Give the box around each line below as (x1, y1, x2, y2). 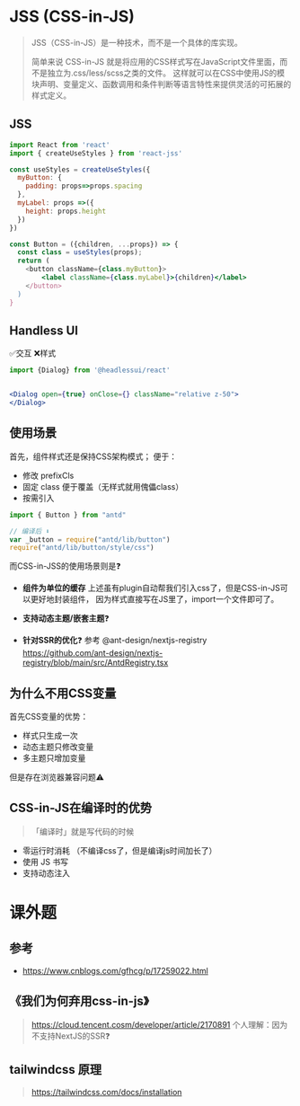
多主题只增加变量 (22, 753, 86, 764)
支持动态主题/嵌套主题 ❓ (22, 613, 110, 624)
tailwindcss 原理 (9, 1062, 102, 1077)
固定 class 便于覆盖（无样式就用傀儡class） (22, 481, 184, 491)
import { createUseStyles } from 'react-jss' (9, 148, 182, 158)
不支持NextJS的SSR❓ (31, 1031, 110, 1041)
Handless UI (9, 323, 79, 338)
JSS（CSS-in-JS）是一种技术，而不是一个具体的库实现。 (31, 37, 243, 48)
